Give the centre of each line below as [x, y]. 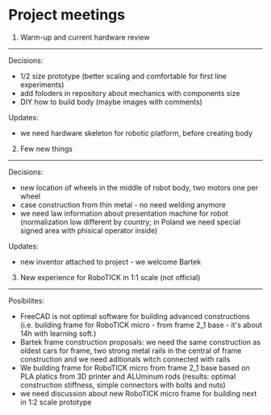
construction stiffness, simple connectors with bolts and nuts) [123, 384]
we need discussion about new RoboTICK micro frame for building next [138, 393]
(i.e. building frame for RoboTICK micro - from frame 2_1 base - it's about [141, 325]
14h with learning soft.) [58, 333]
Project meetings [67, 15]
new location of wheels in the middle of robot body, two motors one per [139, 187]
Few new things [46, 149]
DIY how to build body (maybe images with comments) [111, 102]
